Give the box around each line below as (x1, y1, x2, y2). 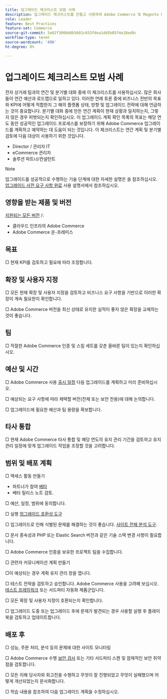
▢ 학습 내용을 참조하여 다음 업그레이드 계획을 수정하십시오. (5, 689, 119, 695)
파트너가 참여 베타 (12, 484, 47, 490)
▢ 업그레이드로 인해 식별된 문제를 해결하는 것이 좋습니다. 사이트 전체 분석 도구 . (5, 522, 158, 528)
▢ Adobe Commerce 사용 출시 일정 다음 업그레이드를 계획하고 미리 (5, 379, 137, 385)
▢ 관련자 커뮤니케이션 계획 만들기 (5, 559, 71, 565)
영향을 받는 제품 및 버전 (5, 198, 72, 207)
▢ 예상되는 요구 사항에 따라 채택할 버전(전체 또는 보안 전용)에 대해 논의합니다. (5, 396, 156, 402)
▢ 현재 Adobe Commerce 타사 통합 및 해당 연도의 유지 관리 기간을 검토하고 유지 (5, 436, 162, 442)
